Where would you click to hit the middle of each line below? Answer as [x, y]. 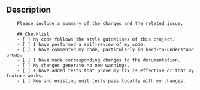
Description [28, 10]
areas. [14, 55]
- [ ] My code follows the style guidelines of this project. [96, 39]
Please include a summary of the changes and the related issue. [100, 23]
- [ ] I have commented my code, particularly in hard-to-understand [106, 49]
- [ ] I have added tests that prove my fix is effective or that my [106, 70]
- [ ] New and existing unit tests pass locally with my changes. [101, 81]
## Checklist [33, 34]
